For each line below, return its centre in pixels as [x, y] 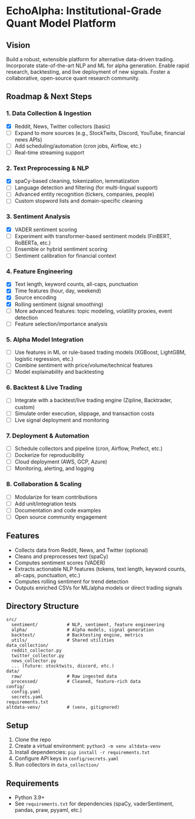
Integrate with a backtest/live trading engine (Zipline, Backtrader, [93, 400]
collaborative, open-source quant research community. [73, 78]
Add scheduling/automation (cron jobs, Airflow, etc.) [78, 146]
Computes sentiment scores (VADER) [60, 563]
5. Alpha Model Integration [45, 339]
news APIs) [28, 139]
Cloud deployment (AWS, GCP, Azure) [61, 462]
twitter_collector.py [38, 656]
